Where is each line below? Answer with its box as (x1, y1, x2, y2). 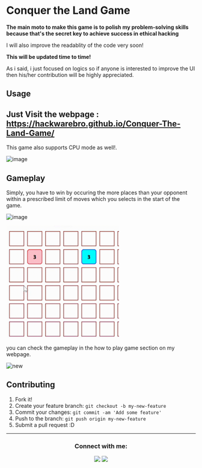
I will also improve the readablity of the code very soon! (6, 42, 144, 49)
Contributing (6, 380, 55, 390)
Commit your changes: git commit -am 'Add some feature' (14, 408, 162, 416)
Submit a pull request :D (14, 421, 75, 428)
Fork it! (14, 395, 33, 403)
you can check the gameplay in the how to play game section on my (6, 344, 175, 351)
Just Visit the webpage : (6, 109, 99, 119)
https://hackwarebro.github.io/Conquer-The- (6, 119, 181, 129)
